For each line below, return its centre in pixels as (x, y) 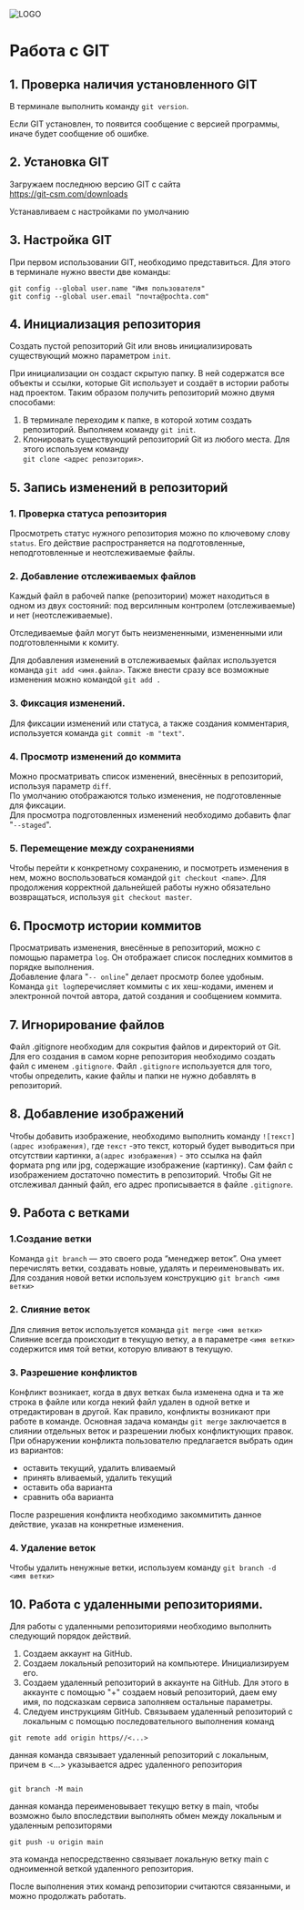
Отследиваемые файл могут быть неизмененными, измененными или (146, 633)
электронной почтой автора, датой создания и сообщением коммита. (146, 996)
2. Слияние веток (50, 1310)
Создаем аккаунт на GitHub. (77, 1654)
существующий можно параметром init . (90, 356)
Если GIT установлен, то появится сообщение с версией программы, (145, 124)
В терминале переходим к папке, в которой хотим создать (137, 420)
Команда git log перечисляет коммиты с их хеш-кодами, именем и (142, 986)
